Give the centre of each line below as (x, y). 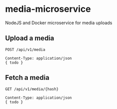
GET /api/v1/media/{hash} (32, 89)
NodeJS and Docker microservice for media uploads (59, 23)
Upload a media (30, 38)
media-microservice (48, 9)
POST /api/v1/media (25, 50)
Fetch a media (27, 78)
